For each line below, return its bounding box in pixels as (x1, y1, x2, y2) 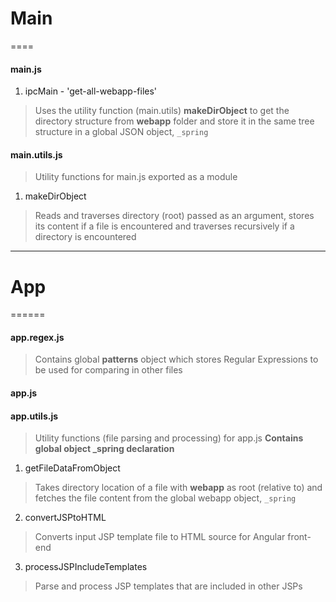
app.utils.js (10, 410, 59, 422)
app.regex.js (10, 331, 65, 343)
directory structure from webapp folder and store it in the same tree (34, 115, 315, 127)
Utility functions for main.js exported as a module (34, 171, 238, 183)
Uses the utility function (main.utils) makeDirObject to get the (34, 105, 290, 117)
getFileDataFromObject (24, 462, 121, 474)
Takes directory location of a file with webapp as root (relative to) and (34, 482, 323, 494)
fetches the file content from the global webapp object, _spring (34, 492, 297, 504)
